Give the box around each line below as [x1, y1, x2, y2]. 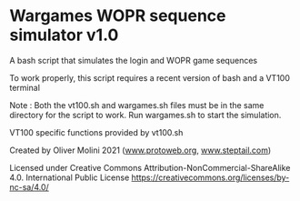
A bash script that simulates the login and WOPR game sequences [9, 55, 257, 65]
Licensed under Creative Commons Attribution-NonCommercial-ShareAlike [9, 162, 291, 173]
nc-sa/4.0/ [9, 181, 50, 192]
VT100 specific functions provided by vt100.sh [9, 126, 184, 137]
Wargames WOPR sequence [9, 5, 226, 26]
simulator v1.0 [9, 25, 119, 45]
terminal [9, 82, 41, 93]
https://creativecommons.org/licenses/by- [131, 172, 290, 183]
